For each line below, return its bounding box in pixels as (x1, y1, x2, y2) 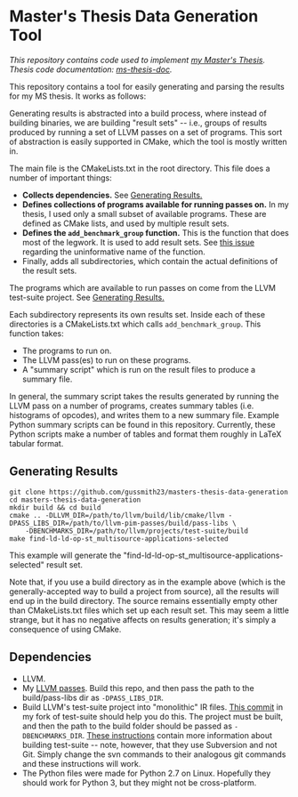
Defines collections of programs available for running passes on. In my (21, 198, 289, 210)
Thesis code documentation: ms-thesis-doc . (9, 64, 173, 75)
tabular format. (9, 438, 64, 448)
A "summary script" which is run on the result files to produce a (21, 364, 256, 374)
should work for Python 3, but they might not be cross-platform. (21, 777, 257, 788)
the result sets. (21, 265, 77, 276)
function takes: (9, 327, 64, 339)
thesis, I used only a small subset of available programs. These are (21, 208, 267, 219)
